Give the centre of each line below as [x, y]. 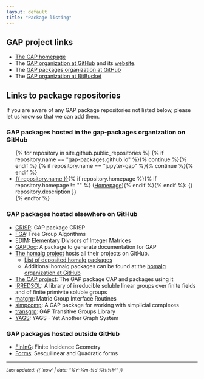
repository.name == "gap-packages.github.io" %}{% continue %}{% [101, 159]
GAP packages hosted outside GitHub [63, 333]
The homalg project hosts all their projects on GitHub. [82, 253]
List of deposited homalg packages [68, 260]
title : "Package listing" [39, 18]
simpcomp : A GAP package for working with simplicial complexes [97, 305]
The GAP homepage [40, 57]
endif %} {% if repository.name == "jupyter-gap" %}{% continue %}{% [104, 166]
